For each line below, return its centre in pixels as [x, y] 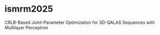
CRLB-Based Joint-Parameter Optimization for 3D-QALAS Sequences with [80, 22]
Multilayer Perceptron [27, 27]
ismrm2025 [29, 9]
